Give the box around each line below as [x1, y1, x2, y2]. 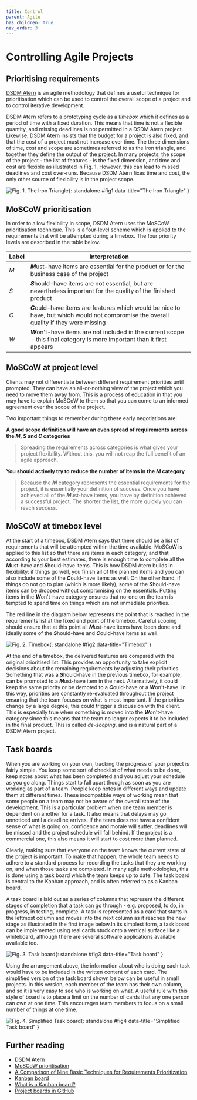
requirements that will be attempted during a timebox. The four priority [6, 232, 176, 240]
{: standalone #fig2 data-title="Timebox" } [49, 641, 151, 648]
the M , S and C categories [6, 432, 70, 439]
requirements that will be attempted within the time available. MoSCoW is [6, 543, 183, 550]
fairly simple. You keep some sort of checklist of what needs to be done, [6, 766, 181, 773]
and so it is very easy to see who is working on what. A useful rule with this [6, 987, 188, 994]
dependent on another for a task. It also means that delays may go [6, 810, 167, 817]
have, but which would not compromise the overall [30, 311, 169, 320]
